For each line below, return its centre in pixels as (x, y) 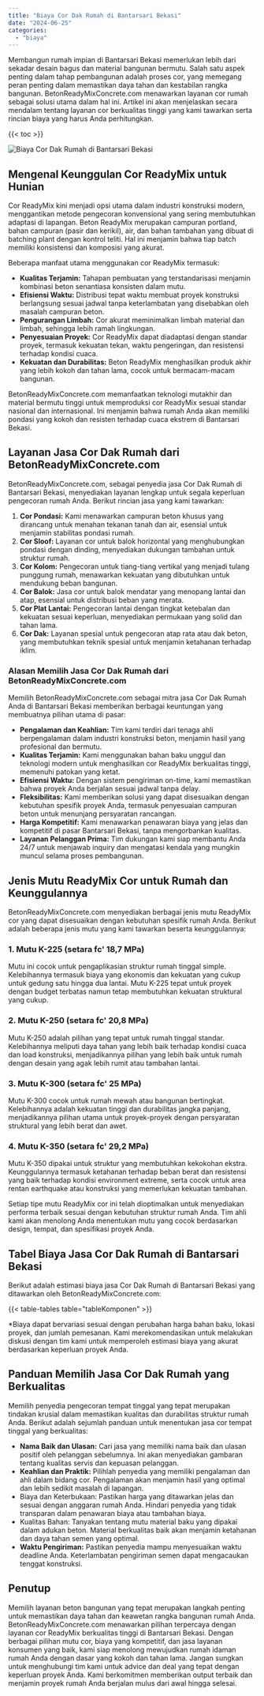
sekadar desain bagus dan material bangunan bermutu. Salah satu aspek (127, 69)
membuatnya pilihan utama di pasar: (67, 715)
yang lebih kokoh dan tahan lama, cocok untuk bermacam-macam (127, 370)
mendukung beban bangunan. (69, 583)
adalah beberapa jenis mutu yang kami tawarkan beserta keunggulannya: (127, 928)
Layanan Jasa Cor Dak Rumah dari (94, 452)
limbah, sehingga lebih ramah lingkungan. (87, 329)
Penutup (30, 1589)
